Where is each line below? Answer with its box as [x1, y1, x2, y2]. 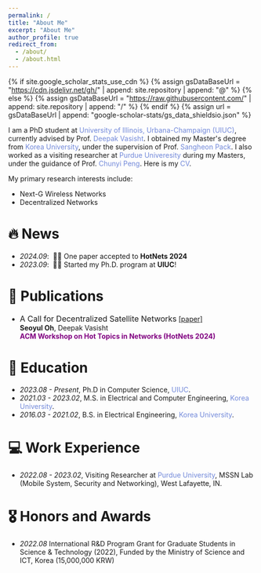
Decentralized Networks [19, 197, 98, 206]
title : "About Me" [8, 19, 68, 27]
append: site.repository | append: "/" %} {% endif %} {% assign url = [8, 101, 231, 111]
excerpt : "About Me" [8, 26, 76, 34]
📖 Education [8, 359, 89, 377]
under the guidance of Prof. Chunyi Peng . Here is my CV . [8, 159, 192, 168]
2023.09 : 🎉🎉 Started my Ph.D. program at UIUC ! [19, 260, 177, 269]
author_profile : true [8, 33, 79, 42]
